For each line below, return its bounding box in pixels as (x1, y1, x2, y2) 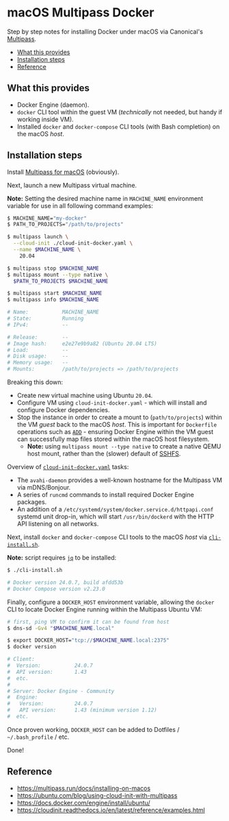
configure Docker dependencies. (16, 406, 110, 414)
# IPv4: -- (7, 321, 69, 328)
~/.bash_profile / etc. (7, 733, 70, 741)
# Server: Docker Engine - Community (7, 687, 115, 694)
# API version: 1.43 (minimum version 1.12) (7, 707, 157, 713)
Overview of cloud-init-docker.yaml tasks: (7, 463, 129, 471)
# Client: (7, 656, 36, 663)
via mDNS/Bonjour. (16, 483, 71, 492)
